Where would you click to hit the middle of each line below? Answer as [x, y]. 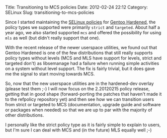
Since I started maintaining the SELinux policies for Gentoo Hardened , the [80, 22]
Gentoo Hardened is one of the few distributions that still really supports [79, 53]
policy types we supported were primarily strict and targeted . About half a [83, 27]
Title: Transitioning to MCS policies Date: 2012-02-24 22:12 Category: [77, 7]
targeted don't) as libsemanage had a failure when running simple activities [82, 63]
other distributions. [25, 115]
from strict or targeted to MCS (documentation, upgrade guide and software [83, 104]
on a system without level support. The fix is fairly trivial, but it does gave [80, 69]
